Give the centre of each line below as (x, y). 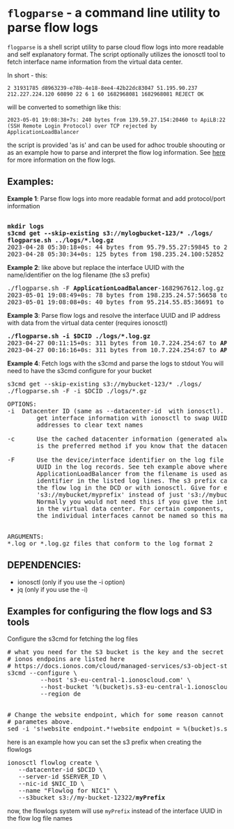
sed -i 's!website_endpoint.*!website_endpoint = (94, 729)
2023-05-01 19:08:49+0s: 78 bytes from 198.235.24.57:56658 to (117, 295)
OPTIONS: (22, 404)
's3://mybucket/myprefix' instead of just (110, 494)
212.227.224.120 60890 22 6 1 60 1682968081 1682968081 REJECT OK (106, 94)
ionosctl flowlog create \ (53, 763)
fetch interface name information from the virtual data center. (95, 61)
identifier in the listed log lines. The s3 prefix (127, 480)
